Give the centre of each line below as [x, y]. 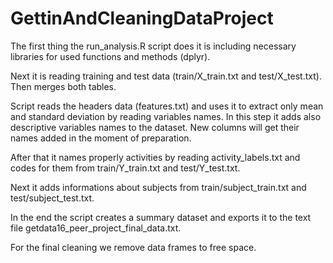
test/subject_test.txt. [52, 198]
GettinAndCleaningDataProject [142, 18]
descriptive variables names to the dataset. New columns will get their [155, 127]
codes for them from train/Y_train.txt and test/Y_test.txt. [125, 168]
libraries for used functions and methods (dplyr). [110, 56]
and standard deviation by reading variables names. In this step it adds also [166, 116]
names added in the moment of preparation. [101, 138]
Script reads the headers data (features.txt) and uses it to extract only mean [167, 106]
